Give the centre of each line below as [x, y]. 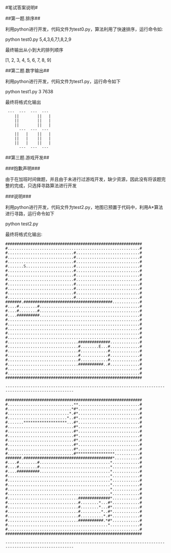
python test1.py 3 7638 [29, 91]
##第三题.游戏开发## [27, 157]
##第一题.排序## [23, 18]
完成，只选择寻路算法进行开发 [45, 186]
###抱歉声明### [23, 168]
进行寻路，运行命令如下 [30, 214]
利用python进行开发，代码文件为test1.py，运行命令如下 [63, 81]
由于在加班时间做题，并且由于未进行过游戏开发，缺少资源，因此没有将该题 [83, 179]
